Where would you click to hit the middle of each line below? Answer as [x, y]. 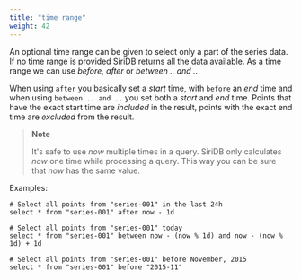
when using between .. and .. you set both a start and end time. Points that [150, 97]
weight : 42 [30, 26]
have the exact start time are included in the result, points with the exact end [151, 107]
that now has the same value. [86, 170]
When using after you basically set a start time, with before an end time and [151, 88]
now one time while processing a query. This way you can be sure [154, 161]
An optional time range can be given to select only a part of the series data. [149, 51]
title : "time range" [48, 17]
